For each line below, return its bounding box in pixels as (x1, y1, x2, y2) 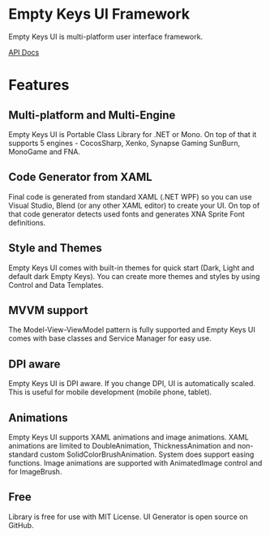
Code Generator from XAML (8, 170, 152, 184)
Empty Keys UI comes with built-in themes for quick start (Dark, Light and (8, 263, 255, 273)
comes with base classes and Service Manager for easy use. (8, 333, 212, 343)
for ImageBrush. (8, 467, 62, 476)
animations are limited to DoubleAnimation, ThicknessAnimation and (8, 441, 236, 450)
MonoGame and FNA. (8, 147, 81, 157)
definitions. (8, 217, 46, 227)
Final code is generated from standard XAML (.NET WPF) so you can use (8, 191, 253, 201)
